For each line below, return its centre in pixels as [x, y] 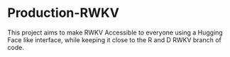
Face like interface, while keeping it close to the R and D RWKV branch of [115, 39]
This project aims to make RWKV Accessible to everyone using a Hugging [115, 32]
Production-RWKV [63, 13]
